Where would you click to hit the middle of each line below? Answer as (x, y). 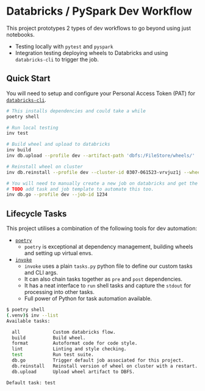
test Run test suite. (53, 355)
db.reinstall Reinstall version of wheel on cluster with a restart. (105, 366)
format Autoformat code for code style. (75, 343)
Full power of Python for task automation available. (88, 299)
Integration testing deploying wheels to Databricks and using (92, 52)
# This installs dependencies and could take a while (76, 111)
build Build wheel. (49, 338)
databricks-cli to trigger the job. (57, 59)
